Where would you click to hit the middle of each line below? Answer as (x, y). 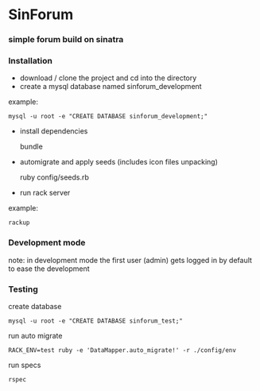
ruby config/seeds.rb (54, 177)
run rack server (45, 193)
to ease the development (49, 269)
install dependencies (54, 131)
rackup (19, 223)
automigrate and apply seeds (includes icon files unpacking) (119, 162)
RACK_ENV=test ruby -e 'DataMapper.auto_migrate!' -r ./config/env (122, 350)
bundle (31, 147)
